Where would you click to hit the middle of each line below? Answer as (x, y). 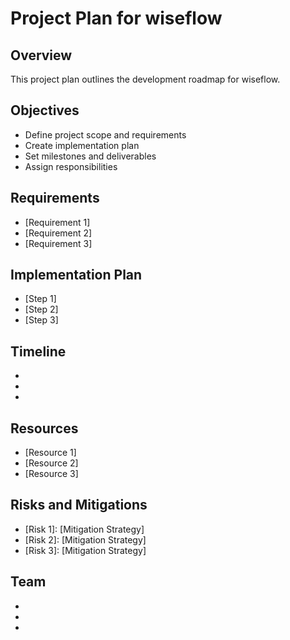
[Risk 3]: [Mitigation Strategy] (85, 550)
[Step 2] (41, 309)
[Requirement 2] (58, 233)
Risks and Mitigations (79, 505)
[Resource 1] (50, 453)
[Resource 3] (51, 474)
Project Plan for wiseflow (116, 18)
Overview (41, 55)
